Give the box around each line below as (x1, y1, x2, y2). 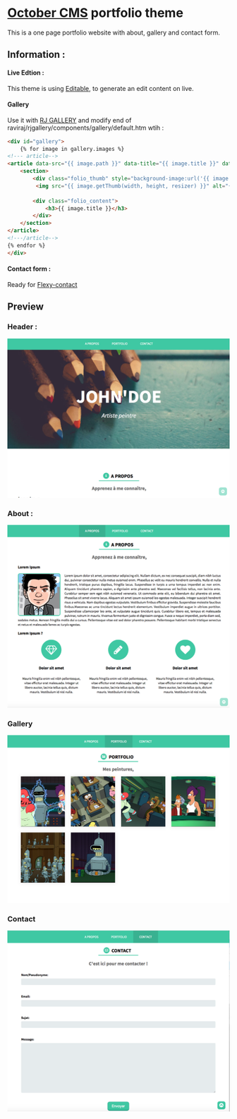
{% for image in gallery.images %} (20, 145, 125, 152)
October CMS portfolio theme (7, 5, 183, 21)
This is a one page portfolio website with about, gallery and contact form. (7, 28, 221, 37)
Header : (7, 322, 37, 332)
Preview (7, 301, 44, 313)
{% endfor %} (7, 242, 46, 249)
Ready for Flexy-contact (7, 280, 78, 288)
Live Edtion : (7, 68, 44, 77)
